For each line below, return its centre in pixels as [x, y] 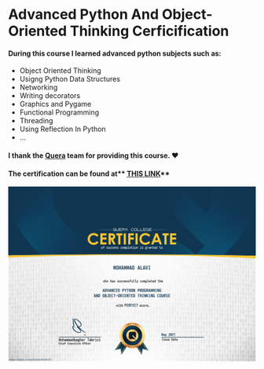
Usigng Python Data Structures [70, 79]
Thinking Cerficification [149, 31]
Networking [38, 87]
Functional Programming [59, 112]
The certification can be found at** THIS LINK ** [89, 174]
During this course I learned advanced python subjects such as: [115, 53]
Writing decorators [50, 96]
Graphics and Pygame [55, 104]
